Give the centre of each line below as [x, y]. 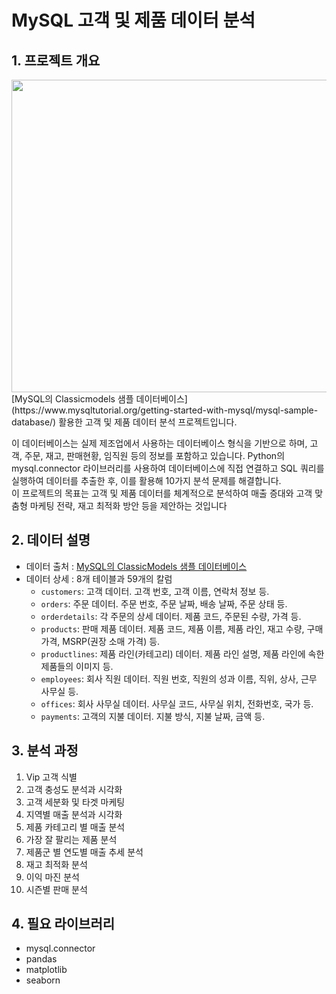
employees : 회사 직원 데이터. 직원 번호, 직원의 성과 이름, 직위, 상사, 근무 [179, 678]
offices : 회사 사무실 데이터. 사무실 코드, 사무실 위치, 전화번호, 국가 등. [177, 703]
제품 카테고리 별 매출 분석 [75, 827]
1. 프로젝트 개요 [56, 60]
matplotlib [46, 970]
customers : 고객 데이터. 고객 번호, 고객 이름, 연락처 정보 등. [155, 591]
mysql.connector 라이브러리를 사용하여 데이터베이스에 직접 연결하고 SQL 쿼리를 [168, 468]
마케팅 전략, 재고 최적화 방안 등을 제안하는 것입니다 [128, 505]
